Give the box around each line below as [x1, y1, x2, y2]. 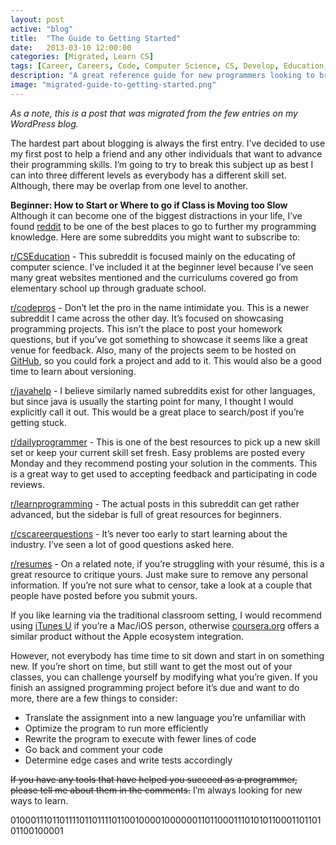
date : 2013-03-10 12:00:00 [10, 42, 132, 53]
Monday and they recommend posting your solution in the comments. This [10, 457, 318, 469]
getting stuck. [10, 416, 68, 428]
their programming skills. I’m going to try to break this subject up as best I [10, 158, 314, 170]
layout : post [10, 14, 65, 25]
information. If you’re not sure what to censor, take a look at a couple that [10, 579, 313, 591]
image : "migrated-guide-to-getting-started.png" [10, 80, 217, 90]
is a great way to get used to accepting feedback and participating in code [10, 467, 318, 480]
